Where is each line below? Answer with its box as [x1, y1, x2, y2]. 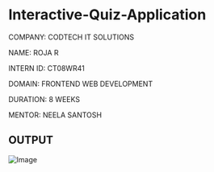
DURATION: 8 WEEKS [8, 94, 81, 104]
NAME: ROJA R [8, 47, 59, 57]
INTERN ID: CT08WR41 [8, 63, 85, 73]
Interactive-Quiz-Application [8, 6, 207, 24]
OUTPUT [8, 133, 54, 147]
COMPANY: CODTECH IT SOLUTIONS [8, 32, 135, 42]
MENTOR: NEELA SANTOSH [8, 110, 103, 120]
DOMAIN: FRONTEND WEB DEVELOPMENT [8, 79, 153, 88]
